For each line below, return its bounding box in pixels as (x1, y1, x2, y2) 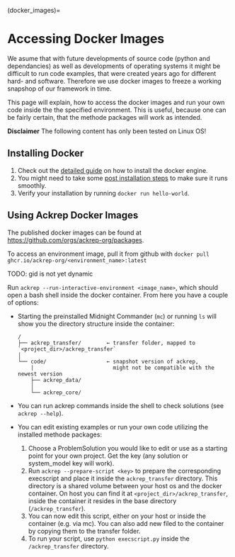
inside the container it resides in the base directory (28, 496, 177, 505)
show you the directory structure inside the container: (17, 319, 175, 328)
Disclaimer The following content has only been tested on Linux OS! (7, 127, 207, 135)
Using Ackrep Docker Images (7, 209, 139, 222)
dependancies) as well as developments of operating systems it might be (7, 62, 221, 70)
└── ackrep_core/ (30, 389, 81, 396)
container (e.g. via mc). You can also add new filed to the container (28, 519, 224, 527)
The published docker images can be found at (7, 228, 142, 237)
